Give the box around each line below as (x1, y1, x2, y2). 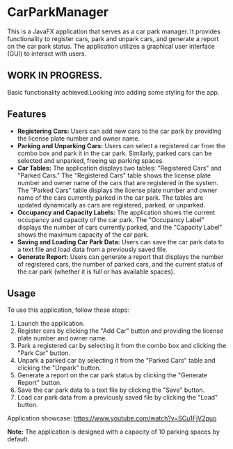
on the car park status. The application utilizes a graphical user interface (7, 42, 216, 50)
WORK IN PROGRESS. (7, 70, 103, 81)
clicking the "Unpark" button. (17, 363, 102, 372)
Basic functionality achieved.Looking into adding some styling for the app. (7, 88, 220, 96)
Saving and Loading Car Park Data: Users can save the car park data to (17, 237, 225, 246)
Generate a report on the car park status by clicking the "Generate (17, 371, 208, 379)
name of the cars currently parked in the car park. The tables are (17, 193, 204, 202)
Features (7, 109, 47, 120)
